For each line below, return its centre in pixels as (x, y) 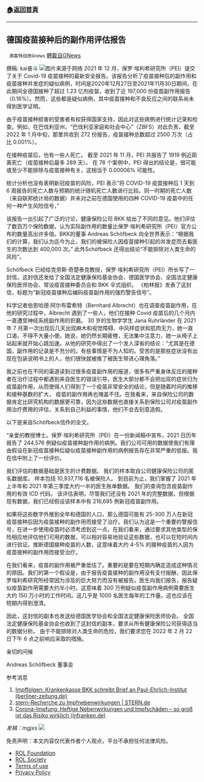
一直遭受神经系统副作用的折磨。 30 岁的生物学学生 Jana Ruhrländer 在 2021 (101, 321)
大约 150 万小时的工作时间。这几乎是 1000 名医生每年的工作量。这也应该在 (100, 595)
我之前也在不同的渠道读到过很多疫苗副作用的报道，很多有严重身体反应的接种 (102, 371)
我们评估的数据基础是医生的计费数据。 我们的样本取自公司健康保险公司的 (97, 471)
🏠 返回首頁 (22, 9)
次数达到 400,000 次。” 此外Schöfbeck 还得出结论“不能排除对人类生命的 (106, 249)
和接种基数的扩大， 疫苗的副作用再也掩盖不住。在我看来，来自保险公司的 (97, 394)
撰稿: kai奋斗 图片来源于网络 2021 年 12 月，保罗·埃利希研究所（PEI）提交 (101, 69)
